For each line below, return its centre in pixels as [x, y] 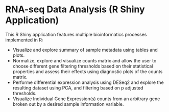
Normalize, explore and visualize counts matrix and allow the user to [84, 60]
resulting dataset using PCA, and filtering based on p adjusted [78, 87]
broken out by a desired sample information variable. [68, 104]
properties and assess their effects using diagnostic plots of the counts [88, 71]
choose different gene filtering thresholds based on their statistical [83, 66]
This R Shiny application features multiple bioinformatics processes [76, 34]
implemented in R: [24, 40]
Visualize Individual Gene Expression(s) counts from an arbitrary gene [86, 99]
